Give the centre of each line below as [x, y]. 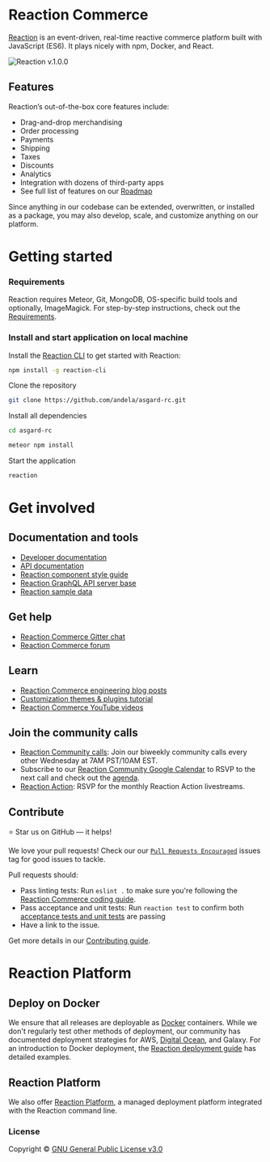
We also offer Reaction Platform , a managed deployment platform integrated [135, 1101]
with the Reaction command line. [63, 1110]
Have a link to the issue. [60, 925]
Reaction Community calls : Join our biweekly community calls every [134, 752]
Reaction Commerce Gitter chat [72, 636]
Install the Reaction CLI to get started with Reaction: [95, 355]
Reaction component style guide [74, 574]
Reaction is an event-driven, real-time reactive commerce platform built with [135, 37]
